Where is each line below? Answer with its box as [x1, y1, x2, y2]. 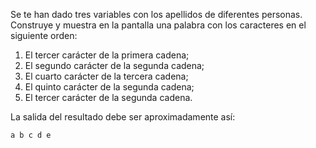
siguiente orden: [10, 30, 78, 41]
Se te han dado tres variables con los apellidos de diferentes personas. [10, 9, 303, 20]
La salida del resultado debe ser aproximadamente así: [10, 111, 236, 123]
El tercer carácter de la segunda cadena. [24, 92, 193, 103]
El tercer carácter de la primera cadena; [24, 49, 190, 61]
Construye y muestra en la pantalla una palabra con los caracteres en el [10, 19, 307, 31]
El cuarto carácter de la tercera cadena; [24, 70, 189, 82]
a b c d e [10, 130, 52, 140]
